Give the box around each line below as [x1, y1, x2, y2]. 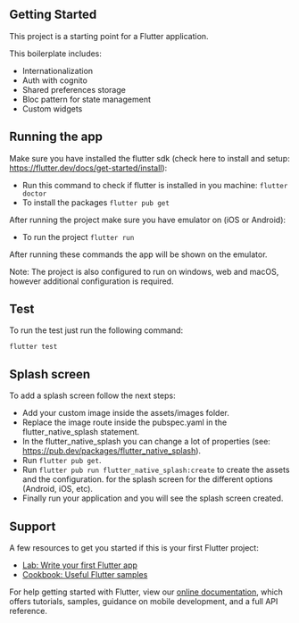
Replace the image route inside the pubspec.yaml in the [21, 417, 228, 428]
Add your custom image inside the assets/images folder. [21, 408, 229, 419]
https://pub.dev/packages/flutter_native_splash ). [21, 445, 202, 456]
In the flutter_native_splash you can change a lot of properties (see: [21, 436, 270, 447]
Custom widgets [21, 103, 83, 114]
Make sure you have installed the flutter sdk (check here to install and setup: [9, 153, 290, 163]
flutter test [9, 343, 58, 352]
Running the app [9, 129, 103, 145]
